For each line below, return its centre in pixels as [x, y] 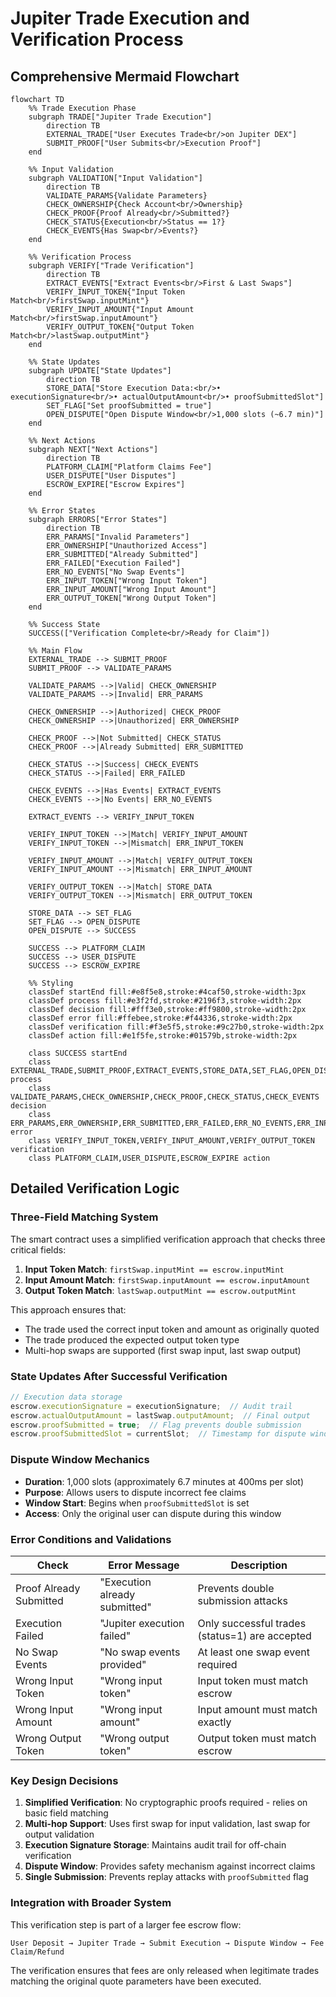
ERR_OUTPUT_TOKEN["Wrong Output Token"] [131, 598]
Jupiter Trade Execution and [130, 18]
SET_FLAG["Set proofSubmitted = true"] [129, 406]
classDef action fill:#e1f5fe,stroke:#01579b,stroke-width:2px [163, 1036]
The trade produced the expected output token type [132, 1339]
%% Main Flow [55, 651]
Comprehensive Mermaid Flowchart [125, 76]
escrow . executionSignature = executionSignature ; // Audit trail [151, 1406]
